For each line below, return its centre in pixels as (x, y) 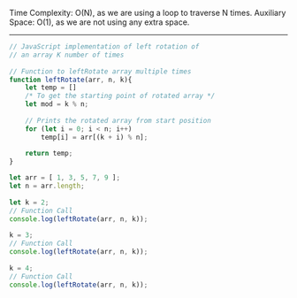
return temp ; (49, 154)
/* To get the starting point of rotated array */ (120, 96)
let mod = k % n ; (57, 104)
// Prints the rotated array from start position (118, 120)
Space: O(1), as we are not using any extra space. (99, 22)
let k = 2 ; (29, 202)
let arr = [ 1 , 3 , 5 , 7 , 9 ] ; (65, 178)
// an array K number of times (67, 55)
